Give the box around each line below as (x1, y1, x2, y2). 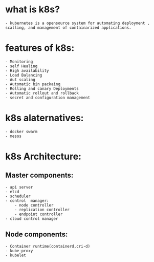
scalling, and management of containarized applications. (5, 25, 131, 30)
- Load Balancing (5, 72, 42, 78)
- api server (5, 184, 33, 190)
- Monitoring (5, 59, 33, 64)
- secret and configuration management (5, 95, 91, 100)
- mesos (5, 134, 22, 139)
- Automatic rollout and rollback (5, 90, 79, 96)
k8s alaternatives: (5, 112, 84, 124)
